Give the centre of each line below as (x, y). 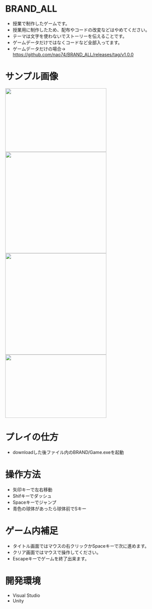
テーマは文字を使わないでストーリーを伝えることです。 (70, 36)
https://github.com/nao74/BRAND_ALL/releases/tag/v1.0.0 (73, 54)
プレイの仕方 (32, 437)
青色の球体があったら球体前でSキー (49, 508)
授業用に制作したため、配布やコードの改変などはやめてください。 (81, 30)
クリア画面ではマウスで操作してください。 (57, 552)
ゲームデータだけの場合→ (39, 49)
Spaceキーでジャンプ (34, 502)
